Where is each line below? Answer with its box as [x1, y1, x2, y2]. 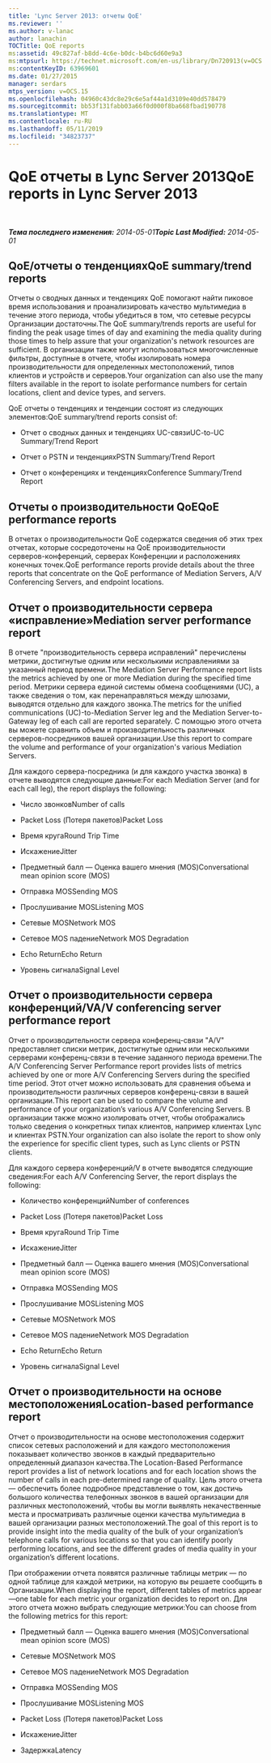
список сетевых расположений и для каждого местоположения [8, 1440, 231, 1450]
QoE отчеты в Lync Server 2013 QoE [8, 167, 255, 186]
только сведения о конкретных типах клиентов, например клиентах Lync [8, 1121, 262, 1131]
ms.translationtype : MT [8, 110, 89, 118]
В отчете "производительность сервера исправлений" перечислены [8, 647, 247, 657]
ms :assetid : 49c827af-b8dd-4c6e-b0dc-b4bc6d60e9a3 [8, 49, 183, 58]
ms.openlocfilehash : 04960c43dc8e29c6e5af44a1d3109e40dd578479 [8, 95, 227, 103]
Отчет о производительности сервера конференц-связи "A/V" [8, 1035, 225, 1045]
